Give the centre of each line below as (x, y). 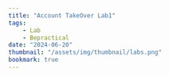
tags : (17, 23)
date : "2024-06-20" (41, 45)
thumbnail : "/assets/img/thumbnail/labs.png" (85, 52)
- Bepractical (46, 38)
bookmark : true (33, 60)
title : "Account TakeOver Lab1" (62, 15)
